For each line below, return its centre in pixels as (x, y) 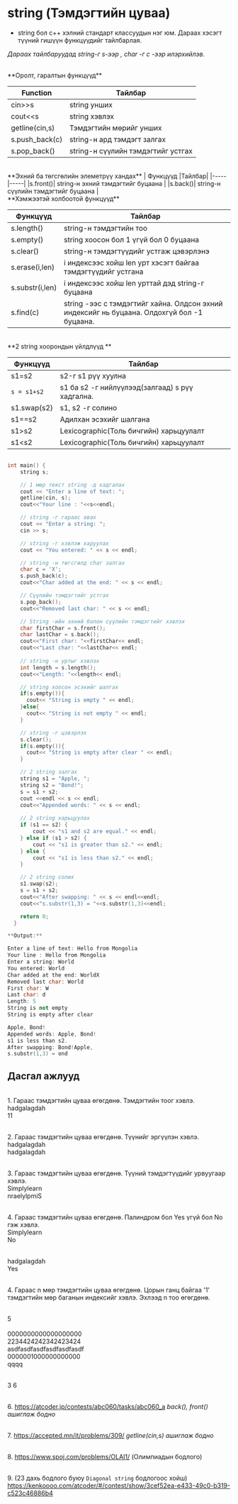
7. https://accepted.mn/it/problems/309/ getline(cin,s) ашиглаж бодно (110, 1436)
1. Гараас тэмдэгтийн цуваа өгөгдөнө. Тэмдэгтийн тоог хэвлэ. (101, 1101)
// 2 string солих (47, 877)
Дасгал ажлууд (44, 1076)
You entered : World (36, 968)
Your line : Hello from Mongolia (57, 955)
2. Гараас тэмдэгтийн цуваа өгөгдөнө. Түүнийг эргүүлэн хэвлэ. (103, 1137)
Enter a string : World (41, 962)
